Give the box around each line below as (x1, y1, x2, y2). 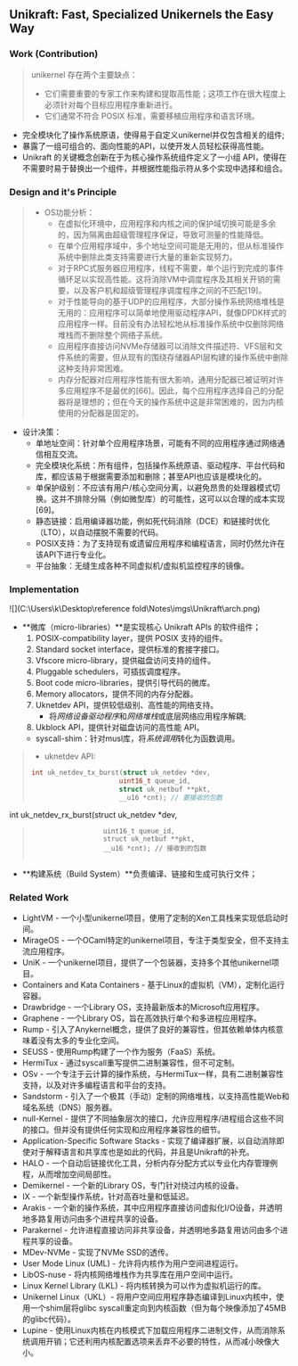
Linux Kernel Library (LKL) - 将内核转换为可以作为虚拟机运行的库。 (21, 1280, 267, 1291)
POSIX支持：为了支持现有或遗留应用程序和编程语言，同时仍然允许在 (35, 538, 286, 548)
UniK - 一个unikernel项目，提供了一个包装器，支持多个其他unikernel (21, 958, 272, 968)
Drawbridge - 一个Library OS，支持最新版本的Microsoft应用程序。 (21, 1002, 265, 1013)
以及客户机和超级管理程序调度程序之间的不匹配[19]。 (73, 284, 267, 295)
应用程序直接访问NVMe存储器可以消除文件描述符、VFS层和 (57, 341, 276, 351)
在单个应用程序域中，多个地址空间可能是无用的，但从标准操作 (57, 240, 285, 251)
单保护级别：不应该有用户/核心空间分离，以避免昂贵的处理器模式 (35, 481, 273, 493)
